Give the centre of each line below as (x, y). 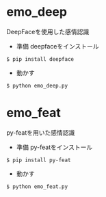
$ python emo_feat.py (37, 186)
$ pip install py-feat (39, 160)
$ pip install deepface (40, 59)
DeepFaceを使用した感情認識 (48, 31)
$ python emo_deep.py (37, 86)
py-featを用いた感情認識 (41, 132)
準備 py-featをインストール (54, 147)
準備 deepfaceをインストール (57, 46)
